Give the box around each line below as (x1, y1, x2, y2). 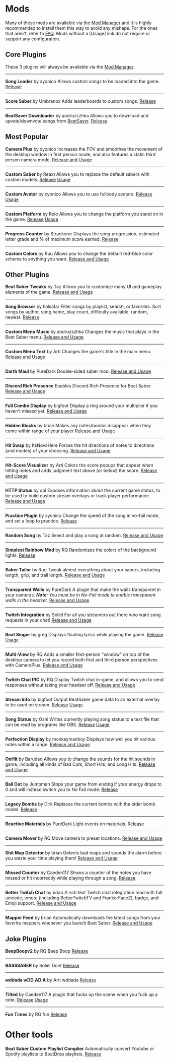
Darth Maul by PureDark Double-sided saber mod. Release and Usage (5, 368, 151, 374)
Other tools (5, 1029, 53, 1040)
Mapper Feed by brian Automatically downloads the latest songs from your (5, 915, 161, 921)
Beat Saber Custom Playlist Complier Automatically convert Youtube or (5, 1046, 154, 1052)
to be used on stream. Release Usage (5, 702, 83, 708)
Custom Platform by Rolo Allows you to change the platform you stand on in (5, 211, 163, 217)
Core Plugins (5, 50, 47, 59)
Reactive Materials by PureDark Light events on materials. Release (5, 821, 144, 827)
